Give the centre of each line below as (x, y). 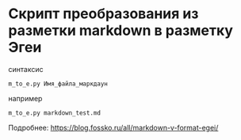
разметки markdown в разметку (121, 30)
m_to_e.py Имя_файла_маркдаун (58, 84)
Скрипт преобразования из (103, 14)
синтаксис (26, 69)
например (25, 98)
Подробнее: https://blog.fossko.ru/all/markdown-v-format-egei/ (113, 127)
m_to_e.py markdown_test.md (55, 113)
